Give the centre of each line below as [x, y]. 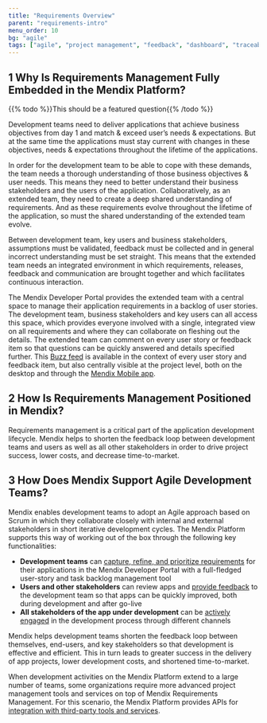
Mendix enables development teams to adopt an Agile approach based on [129, 512]
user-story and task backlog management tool [95, 578]
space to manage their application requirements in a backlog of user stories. [133, 305]
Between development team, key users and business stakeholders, [118, 239]
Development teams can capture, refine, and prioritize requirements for [137, 561]
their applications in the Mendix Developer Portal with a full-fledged [131, 569]
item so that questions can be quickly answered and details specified [121, 348]
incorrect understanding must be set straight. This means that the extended [132, 256]
